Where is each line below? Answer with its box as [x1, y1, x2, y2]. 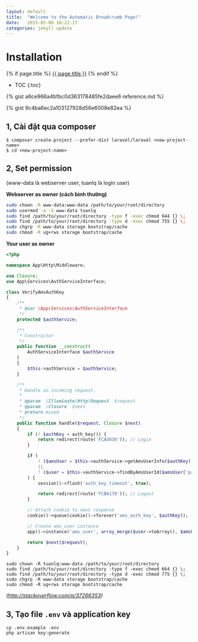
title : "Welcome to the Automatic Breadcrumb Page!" [6, 14, 141, 20]
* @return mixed [19, 409, 60, 415]
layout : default [6, 8, 46, 15]
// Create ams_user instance [27, 523, 99, 529]
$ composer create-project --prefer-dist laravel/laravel [6, 137, 151, 143]
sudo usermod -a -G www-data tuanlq [6, 207, 96, 213]
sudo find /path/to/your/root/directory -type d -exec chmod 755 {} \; [6, 219, 186, 224]
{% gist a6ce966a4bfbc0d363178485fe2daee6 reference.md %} [6, 93, 164, 100]
